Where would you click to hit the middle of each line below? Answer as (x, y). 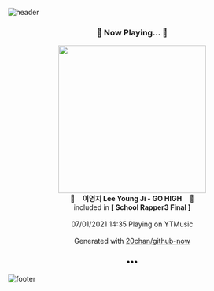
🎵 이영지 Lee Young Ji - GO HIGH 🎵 (132, 199)
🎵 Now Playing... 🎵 (132, 32)
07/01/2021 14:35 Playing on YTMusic (132, 224)
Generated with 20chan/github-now (132, 241)
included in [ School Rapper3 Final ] (132, 207)
